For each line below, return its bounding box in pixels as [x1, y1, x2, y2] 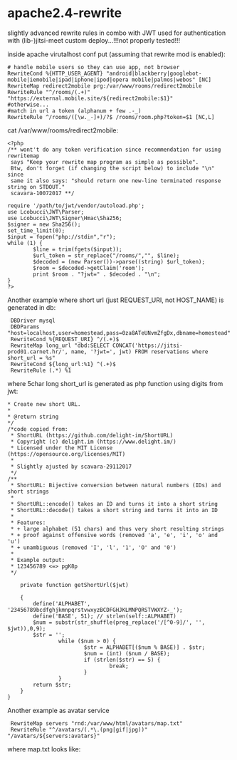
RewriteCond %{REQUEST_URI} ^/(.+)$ [10, 335, 120, 343]
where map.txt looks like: [7, 744, 81, 753]
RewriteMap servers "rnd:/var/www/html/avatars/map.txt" [10, 719, 183, 727]
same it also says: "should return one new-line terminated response [10, 177, 221, 184]
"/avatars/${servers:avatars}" [7, 732, 100, 739]
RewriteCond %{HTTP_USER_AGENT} [7, 70, 103, 77]
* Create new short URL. [7, 400, 81, 407]
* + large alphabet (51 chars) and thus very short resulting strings [10, 525, 224, 532]
